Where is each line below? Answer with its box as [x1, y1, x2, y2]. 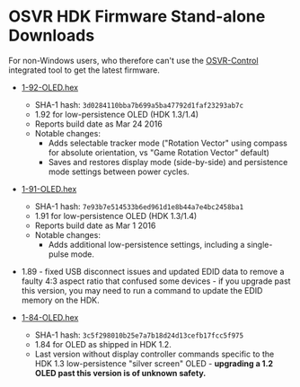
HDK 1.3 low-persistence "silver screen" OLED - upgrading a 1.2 [34, 357, 274, 369]
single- [246, 239, 273, 250]
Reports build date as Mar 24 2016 [34, 119, 163, 129]
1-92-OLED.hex [21, 82, 78, 92]
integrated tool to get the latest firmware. [8, 65, 161, 75]
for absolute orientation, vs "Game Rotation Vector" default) [48, 146, 270, 158]
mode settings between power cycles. [48, 166, 190, 177]
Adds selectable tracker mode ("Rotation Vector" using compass [48, 137, 288, 148]
